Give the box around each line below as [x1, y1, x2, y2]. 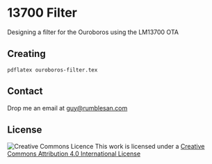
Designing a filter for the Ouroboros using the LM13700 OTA [7, 28, 179, 36]
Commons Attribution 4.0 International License [7, 149, 141, 158]
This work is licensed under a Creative [95, 142, 205, 151]
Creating [7, 48, 47, 60]
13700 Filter [7, 5, 78, 21]
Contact [7, 85, 43, 97]
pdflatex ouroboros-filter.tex [7, 66, 98, 74]
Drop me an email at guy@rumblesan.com [7, 104, 128, 112]
